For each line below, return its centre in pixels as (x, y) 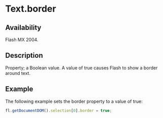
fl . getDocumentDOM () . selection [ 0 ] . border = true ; (59, 110)
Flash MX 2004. (22, 40)
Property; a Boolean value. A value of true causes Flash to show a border (81, 68)
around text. (18, 73)
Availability (23, 28)
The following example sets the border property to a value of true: (74, 101)
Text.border (31, 9)
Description (24, 55)
